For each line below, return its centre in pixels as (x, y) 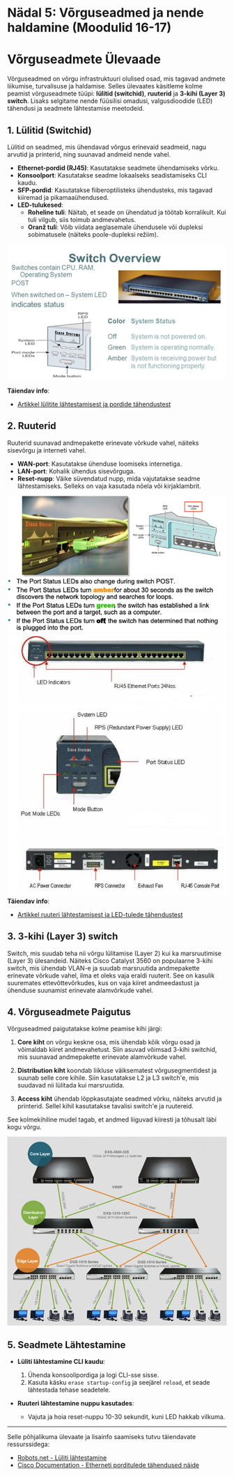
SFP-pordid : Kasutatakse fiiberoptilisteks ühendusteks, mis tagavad (115, 190)
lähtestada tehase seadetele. (69, 1390)
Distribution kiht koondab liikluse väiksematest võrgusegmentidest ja (117, 1071)
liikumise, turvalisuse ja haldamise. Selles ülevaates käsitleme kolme (105, 86)
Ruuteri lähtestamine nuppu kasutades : (76, 1404)
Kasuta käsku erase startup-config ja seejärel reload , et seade (119, 1383)
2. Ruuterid (32, 426)
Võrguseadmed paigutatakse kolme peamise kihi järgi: (85, 1029)
